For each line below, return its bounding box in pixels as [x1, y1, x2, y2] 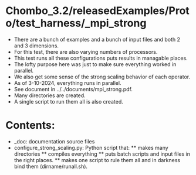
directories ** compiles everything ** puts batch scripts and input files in [13, 150, 190, 157]
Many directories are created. [13, 92, 86, 99]
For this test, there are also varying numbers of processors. [13, 48, 158, 55]
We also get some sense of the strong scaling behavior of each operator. [13, 73, 191, 80]
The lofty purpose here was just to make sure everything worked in [13, 60, 177, 68]
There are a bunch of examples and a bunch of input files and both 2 [13, 36, 180, 43]
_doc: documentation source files [13, 138, 95, 145]
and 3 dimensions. [13, 42, 59, 49]
